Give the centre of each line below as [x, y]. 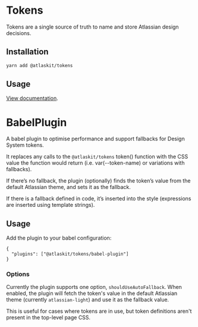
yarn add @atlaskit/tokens [40, 65]
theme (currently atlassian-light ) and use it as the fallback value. [88, 300]
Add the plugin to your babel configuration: [59, 238]
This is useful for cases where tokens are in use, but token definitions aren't [99, 311]
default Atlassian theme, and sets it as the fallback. [68, 187]
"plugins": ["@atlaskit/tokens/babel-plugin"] [70, 254]
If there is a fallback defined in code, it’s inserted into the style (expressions [99, 199]
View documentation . [32, 98]
